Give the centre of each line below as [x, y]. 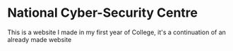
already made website [40, 39]
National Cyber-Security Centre [102, 13]
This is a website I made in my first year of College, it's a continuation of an [116, 32]
